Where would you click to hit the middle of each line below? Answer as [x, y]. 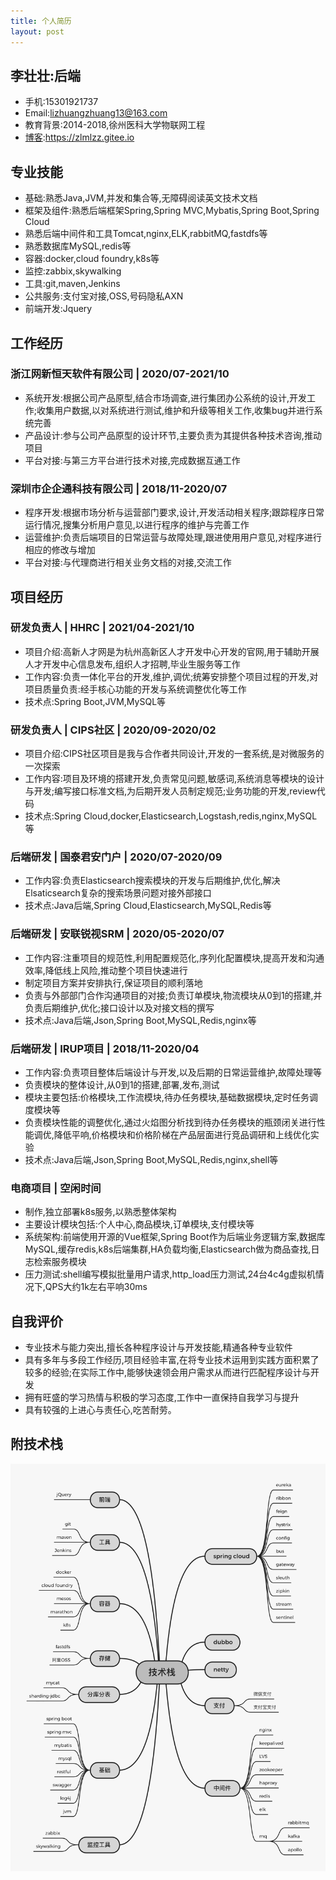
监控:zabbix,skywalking [73, 271]
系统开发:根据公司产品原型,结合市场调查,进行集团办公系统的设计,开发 [165, 397]
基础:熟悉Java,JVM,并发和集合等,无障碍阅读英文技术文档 [141, 198]
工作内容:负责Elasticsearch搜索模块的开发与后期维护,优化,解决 [152, 881]
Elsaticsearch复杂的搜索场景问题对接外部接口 [118, 893]
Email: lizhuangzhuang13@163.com [96, 113]
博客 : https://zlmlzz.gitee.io [79, 137]
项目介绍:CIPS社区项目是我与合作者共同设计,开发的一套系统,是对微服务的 [174, 754]
